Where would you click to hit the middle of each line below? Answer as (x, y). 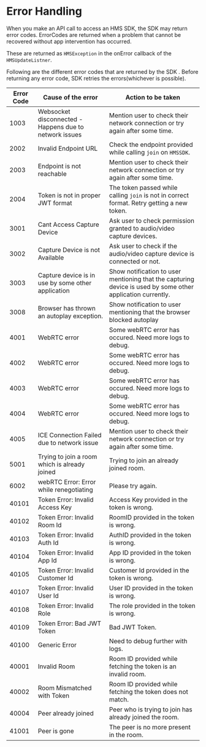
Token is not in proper (69, 195)
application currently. (139, 294)
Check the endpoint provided (151, 144)
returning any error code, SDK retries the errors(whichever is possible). (96, 78)
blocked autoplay (134, 320)
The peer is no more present (150, 727)
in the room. (126, 735)
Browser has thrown (67, 308)
